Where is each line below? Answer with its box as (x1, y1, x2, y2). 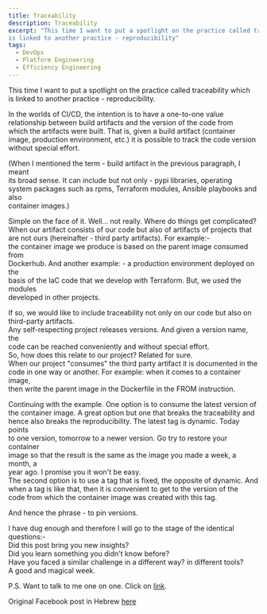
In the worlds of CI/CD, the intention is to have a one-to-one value (8, 109, 224, 119)
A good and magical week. (8, 565, 95, 575)
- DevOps (15, 49, 44, 57)
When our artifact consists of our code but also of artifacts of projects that (8, 225, 252, 234)
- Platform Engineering (15, 57, 94, 65)
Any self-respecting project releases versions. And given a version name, (8, 324, 249, 334)
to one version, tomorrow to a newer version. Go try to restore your (8, 433, 228, 443)
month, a (8, 459, 37, 468)
